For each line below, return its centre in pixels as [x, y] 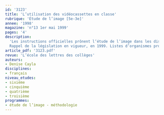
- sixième [15, 82]
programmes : [17, 101]
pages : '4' [16, 32]
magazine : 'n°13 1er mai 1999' [37, 28]
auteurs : [14, 60]
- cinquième [17, 87]
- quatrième [17, 92]
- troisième [17, 96]
